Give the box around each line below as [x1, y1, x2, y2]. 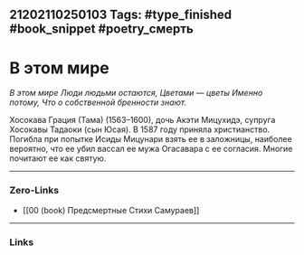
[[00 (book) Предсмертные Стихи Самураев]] [22, 204, 200, 215]
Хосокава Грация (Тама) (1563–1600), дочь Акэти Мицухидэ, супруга [9, 115, 276, 126]
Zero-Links [9, 184, 60, 197]
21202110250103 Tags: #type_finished [9, 7, 233, 23]
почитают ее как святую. [9, 153, 107, 164]
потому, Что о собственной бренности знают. [9, 97, 187, 108]
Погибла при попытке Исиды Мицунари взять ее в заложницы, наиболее [9, 134, 292, 145]
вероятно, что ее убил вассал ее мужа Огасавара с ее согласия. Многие [9, 144, 293, 155]
